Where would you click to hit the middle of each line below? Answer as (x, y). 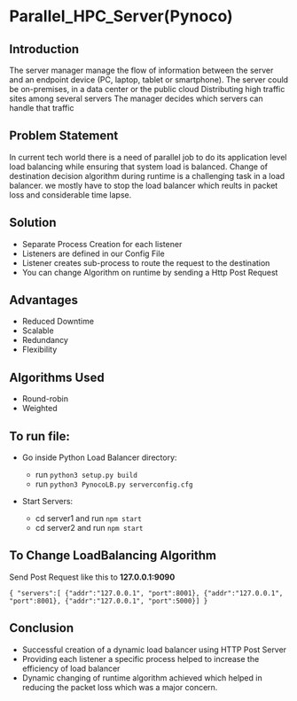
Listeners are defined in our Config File (94, 253)
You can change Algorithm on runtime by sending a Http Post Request (150, 272)
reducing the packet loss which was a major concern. (120, 687)
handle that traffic (42, 108)
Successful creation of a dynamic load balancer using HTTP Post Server (154, 650)
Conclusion (42, 628)
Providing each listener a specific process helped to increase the (141, 658)
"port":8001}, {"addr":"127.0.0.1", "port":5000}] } (109, 601)
